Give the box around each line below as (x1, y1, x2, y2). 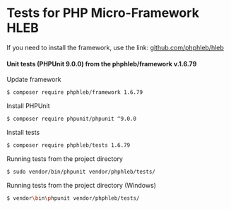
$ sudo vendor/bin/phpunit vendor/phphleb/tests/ (6, 168, 156, 175)
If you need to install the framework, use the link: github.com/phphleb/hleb (6, 43, 224, 52)
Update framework (6, 76, 61, 84)
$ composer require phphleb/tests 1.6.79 (6, 141, 131, 149)
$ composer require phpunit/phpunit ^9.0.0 (6, 115, 137, 123)
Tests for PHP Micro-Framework (6, 5, 199, 21)
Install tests (6, 128, 40, 136)
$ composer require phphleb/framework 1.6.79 (6, 89, 143, 96)
